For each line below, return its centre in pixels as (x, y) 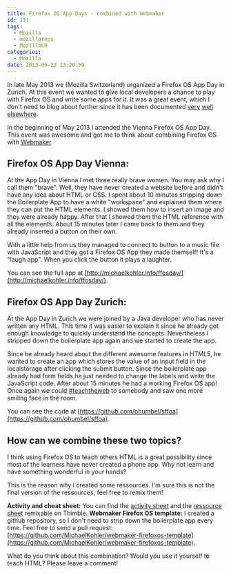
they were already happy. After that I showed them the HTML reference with (115, 217)
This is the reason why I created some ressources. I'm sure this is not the (111, 485)
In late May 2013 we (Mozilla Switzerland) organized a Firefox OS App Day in (116, 84)
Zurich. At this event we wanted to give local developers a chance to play (111, 92)
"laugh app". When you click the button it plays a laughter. (90, 260)
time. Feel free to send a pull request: (60, 528)
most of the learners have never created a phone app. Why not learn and (111, 465)
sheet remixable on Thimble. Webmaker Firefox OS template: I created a (111, 513)
